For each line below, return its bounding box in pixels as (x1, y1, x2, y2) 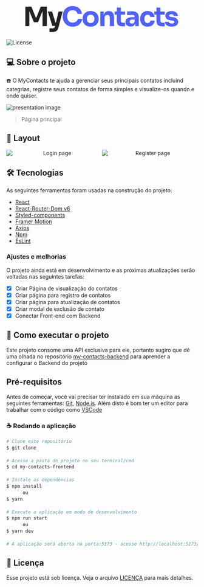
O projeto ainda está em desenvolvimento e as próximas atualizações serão (6, 266, 195, 274)
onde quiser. (6, 92, 38, 99)
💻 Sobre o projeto (6, 57, 76, 68)
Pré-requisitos (6, 377, 63, 387)
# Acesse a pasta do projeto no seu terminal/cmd (6, 457, 135, 464)
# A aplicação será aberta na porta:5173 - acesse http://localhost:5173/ (6, 541, 200, 547)
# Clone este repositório (6, 438, 72, 444)
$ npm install (6, 484, 42, 490)
